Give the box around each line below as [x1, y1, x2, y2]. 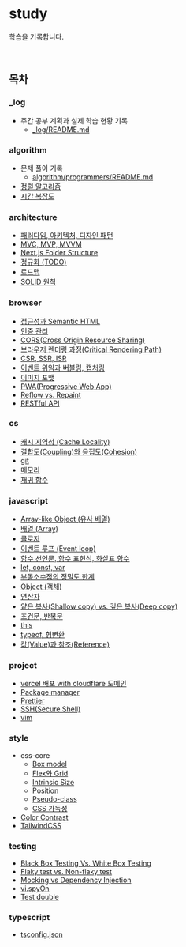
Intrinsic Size [32, 777, 75, 787]
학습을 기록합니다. [9, 32, 65, 41]
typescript [9, 911, 50, 922]
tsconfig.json [20, 930, 63, 939]
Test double [20, 892, 60, 901]
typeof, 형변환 [20, 630, 65, 640]
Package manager [20, 688, 80, 697]
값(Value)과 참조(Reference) [20, 640, 110, 649]
